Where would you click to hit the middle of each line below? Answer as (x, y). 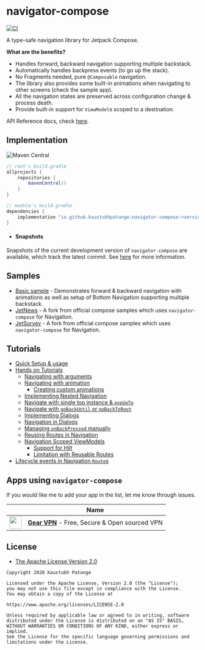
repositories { (37, 178)
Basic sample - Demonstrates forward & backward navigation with (98, 290)
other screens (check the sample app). (64, 89)
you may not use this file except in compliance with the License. (94, 588)
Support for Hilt (53, 448)
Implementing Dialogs (52, 415)
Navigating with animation (57, 383)
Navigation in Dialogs (51, 422)
